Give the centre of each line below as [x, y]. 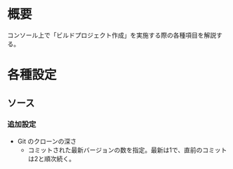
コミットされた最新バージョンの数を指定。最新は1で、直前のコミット [127, 150]
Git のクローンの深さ [47, 141]
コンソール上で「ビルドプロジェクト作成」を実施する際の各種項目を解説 [112, 35]
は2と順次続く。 [52, 158]
